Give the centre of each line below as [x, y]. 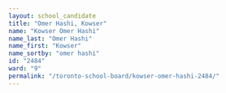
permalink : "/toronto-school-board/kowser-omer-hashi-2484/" [114, 76]
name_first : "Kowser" [45, 46]
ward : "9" [25, 69]
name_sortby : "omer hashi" [54, 53]
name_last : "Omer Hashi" [50, 38]
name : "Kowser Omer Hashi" [54, 31]
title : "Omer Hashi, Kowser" [58, 23]
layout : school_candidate [52, 16]
